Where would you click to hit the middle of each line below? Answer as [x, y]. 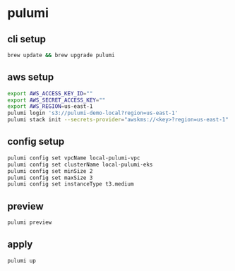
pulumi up [22, 260]
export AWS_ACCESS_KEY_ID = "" [50, 93]
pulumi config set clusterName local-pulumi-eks [80, 164]
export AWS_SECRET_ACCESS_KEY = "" [56, 100]
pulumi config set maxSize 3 [50, 178]
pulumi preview [30, 223]
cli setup [26, 39]
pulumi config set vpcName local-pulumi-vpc [74, 158]
